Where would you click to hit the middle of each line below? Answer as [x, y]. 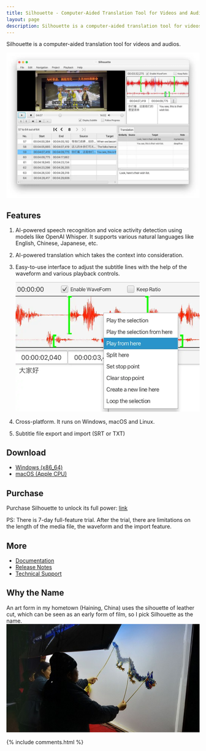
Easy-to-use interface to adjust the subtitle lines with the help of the [101, 267]
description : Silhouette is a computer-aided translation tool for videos [104, 26]
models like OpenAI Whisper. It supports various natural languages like [105, 237]
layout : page [23, 19]
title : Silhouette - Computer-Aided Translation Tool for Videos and [97, 13]
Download [26, 452]
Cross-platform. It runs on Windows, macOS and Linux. [85, 421]
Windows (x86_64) [39, 467]
